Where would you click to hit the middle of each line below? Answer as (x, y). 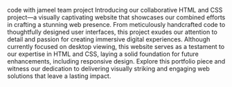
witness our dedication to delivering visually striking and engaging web (108, 69)
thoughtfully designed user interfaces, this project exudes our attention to (113, 32)
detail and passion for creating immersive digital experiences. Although (109, 39)
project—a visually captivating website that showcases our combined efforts (116, 17)
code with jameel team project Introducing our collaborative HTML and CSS (115, 10)
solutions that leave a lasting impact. (59, 76)
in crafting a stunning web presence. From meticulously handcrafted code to (116, 25)
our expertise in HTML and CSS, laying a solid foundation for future (103, 54)
